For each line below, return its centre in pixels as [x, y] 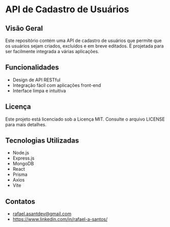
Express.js [23, 158]
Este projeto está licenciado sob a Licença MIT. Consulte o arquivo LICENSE [85, 119]
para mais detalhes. [26, 124]
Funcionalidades [32, 67]
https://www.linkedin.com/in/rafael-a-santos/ [60, 219]
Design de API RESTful [36, 80]
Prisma [20, 174]
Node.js [21, 153]
